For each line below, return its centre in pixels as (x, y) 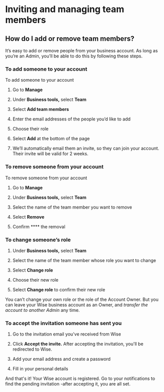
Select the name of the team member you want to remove (72, 207)
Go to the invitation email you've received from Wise (67, 334)
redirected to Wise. (32, 349)
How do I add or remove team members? (70, 39)
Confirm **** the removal (39, 226)
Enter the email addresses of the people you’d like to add (71, 119)
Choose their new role (35, 280)
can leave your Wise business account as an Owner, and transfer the (77, 305)
